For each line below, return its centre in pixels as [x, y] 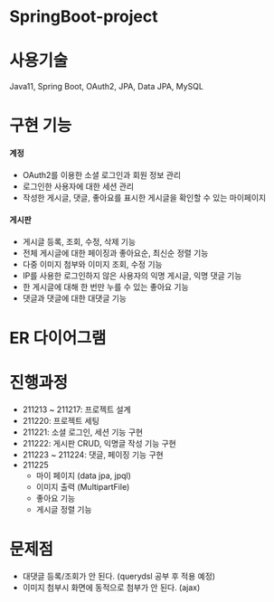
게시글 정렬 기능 [64, 509]
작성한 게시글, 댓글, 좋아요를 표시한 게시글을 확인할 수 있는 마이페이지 [144, 197]
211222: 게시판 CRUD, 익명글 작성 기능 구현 [99, 443]
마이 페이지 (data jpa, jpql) [83, 475]
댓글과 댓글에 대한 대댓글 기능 [74, 298]
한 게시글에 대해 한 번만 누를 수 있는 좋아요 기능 [105, 287]
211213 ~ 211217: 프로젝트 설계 [76, 409]
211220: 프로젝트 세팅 [61, 420]
